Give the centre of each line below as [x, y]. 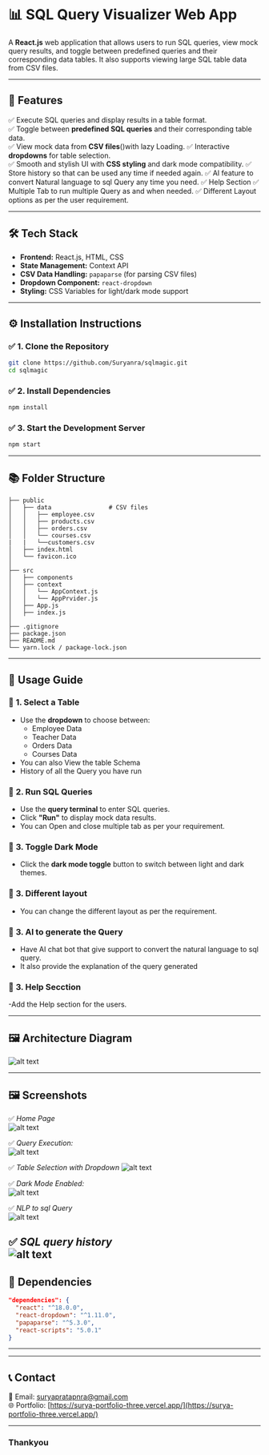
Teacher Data [54, 737]
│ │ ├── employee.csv [51, 515]
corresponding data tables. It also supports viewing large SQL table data [128, 59]
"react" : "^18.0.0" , [50, 1308]
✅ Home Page [32, 1118]
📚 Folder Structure [57, 478]
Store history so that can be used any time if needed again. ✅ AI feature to [131, 173]
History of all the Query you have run [81, 771]
